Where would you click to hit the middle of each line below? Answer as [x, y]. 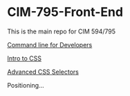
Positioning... [26, 85]
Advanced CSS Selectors [43, 72]
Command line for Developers [50, 45]
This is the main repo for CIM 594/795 [62, 31]
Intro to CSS [24, 58]
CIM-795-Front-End [65, 12]
